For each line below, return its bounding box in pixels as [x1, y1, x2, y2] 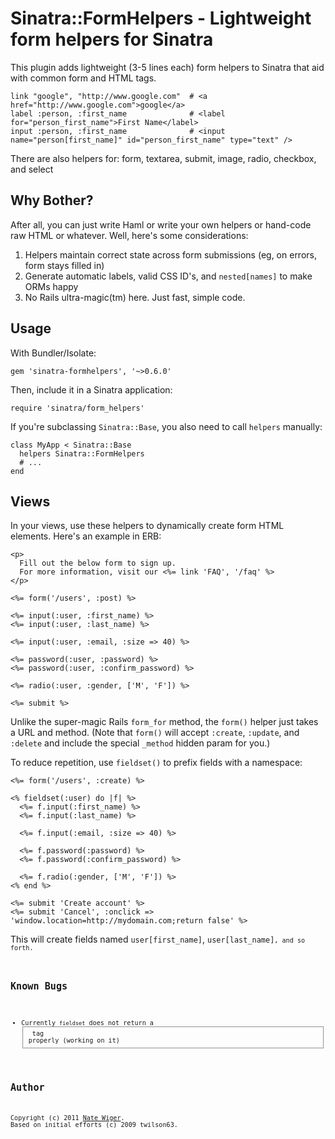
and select [10, 163, 54, 175]
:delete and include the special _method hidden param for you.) [10, 737, 271, 749]
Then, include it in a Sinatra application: [10, 383, 173, 396]
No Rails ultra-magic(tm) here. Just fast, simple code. [24, 291, 246, 303]
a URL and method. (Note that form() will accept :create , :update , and [10, 727, 300, 739]
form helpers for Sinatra [10, 28, 214, 51]
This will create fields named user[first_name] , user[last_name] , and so [10, 933, 306, 946]
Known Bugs [10, 980, 68, 992]
